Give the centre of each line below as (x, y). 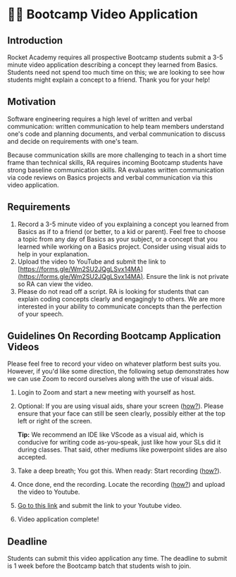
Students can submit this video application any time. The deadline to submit (117, 559)
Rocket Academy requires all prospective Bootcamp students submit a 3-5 (115, 57)
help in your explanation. (53, 254)
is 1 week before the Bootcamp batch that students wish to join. (99, 566)
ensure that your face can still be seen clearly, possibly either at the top (121, 414)
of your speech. (41, 314)
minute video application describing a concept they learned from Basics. (113, 65)
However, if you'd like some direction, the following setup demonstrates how (118, 371)
